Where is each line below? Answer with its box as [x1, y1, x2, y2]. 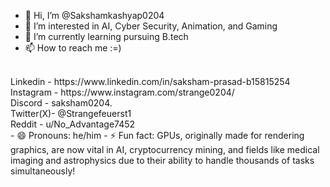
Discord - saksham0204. [10, 97, 113, 109]
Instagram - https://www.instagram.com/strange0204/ [10, 86, 235, 98]
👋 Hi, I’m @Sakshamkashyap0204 [24, 10, 165, 21]
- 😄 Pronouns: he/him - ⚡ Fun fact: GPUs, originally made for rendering [10, 130, 305, 141]
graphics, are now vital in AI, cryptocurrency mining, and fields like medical [10, 144, 320, 155]
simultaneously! [10, 165, 76, 177]
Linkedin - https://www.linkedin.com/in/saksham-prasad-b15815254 [10, 76, 291, 87]
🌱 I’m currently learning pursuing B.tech [24, 31, 189, 42]
